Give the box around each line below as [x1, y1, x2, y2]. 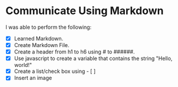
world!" [14, 62, 32, 69]
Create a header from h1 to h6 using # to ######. [14, 48, 135, 55]
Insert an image [14, 75, 52, 82]
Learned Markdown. [14, 35, 64, 42]
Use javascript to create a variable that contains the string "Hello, [14, 55, 173, 62]
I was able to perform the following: [5, 24, 92, 31]
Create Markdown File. [14, 42, 70, 48]
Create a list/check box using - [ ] [14, 68, 96, 75]
